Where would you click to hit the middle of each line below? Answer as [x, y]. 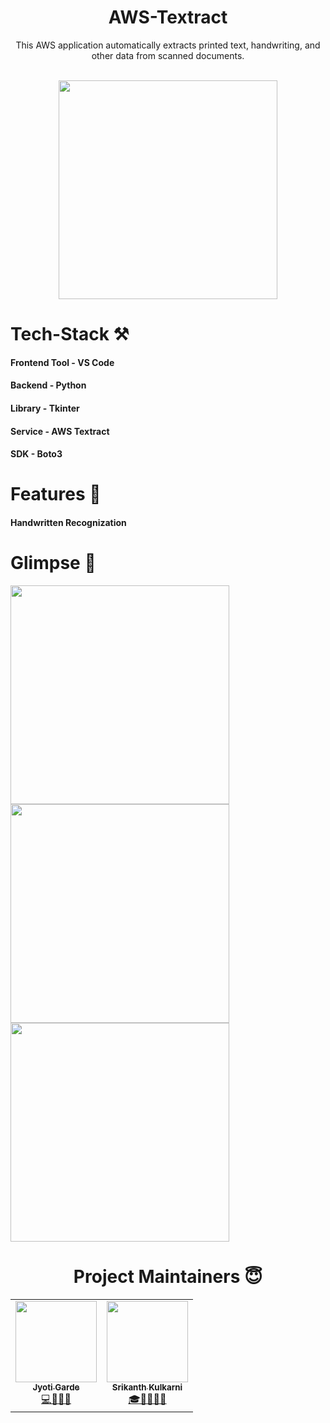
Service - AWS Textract [60, 431]
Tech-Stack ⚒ [70, 334]
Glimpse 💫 [53, 563]
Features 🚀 [56, 494]
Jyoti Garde [56, 1387]
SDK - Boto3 [36, 454]
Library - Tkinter [45, 408]
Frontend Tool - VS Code [62, 362]
